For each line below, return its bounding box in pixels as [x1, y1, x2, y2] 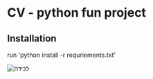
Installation [7, 33, 57, 44]
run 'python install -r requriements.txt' [7, 51, 116, 59]
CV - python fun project [7, 5, 147, 21]
